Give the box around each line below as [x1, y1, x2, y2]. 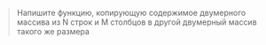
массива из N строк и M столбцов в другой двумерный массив [16, 17, 258, 27]
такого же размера [16, 26, 90, 36]
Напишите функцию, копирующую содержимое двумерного [16, 8, 246, 18]
